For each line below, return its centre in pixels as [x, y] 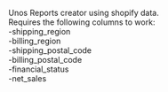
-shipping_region [40, 31]
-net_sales [28, 78]
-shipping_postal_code [50, 50]
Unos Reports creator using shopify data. [84, 13]
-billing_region [35, 41]
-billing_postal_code [45, 60]
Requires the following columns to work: [82, 22]
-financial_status [39, 69]
